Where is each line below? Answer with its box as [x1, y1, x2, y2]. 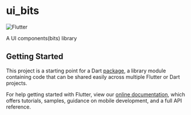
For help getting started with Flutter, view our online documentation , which [6, 90, 186, 97]
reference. [6, 103, 31, 110]
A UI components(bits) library [6, 34, 77, 41]
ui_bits [6, 4, 40, 18]
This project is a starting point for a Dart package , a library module [6, 67, 166, 74]
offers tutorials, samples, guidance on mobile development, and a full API [6, 97, 182, 104]
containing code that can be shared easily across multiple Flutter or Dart [6, 73, 180, 80]
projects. [6, 79, 27, 86]
